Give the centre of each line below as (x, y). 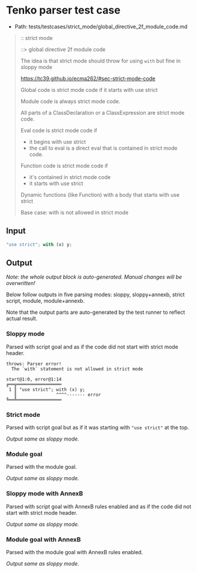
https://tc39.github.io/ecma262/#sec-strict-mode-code (88, 78)
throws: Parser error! (34, 364)
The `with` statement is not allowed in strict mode (77, 369)
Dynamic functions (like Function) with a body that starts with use (100, 194)
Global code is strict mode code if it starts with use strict (89, 90)
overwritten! (21, 283)
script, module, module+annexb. (46, 301)
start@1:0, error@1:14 (34, 379)
